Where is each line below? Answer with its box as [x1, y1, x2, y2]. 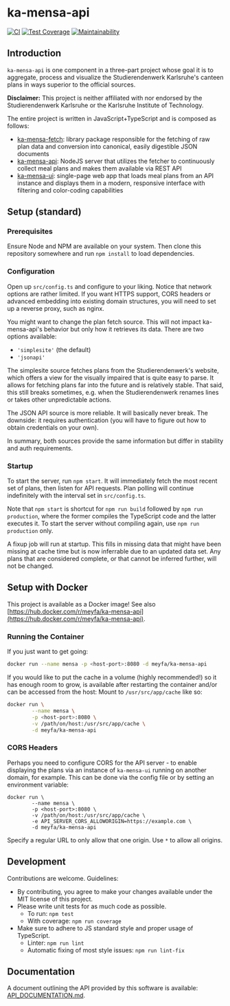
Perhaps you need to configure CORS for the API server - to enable [7, 758, 197, 767]
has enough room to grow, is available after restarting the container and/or [7, 681, 218, 689]
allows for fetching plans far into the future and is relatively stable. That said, [7, 380, 224, 389]
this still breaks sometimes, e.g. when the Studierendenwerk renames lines [7, 388, 219, 396]
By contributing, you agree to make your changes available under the [16, 887, 213, 895]
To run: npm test [27, 909, 74, 917]
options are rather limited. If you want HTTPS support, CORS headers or [7, 289, 211, 298]
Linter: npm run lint [27, 939, 84, 947]
